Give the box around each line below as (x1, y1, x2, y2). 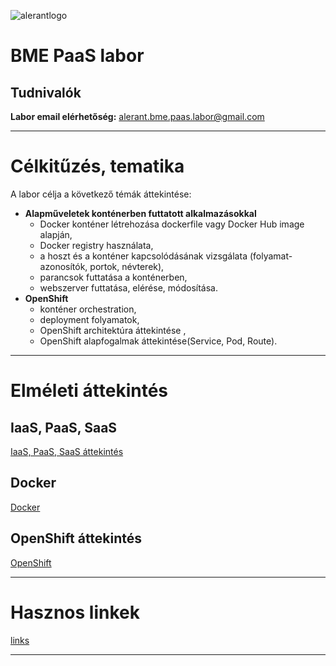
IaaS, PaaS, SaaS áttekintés (10, 445, 124, 457)
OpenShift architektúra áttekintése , (39, 324, 187, 336)
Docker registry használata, (39, 239, 154, 251)
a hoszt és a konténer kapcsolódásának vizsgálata (39, 250, 248, 262)
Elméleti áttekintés (10, 380, 169, 402)
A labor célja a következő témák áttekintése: (10, 188, 192, 200)
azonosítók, (39, 260, 88, 272)
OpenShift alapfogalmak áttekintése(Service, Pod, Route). (39, 335, 278, 347)
